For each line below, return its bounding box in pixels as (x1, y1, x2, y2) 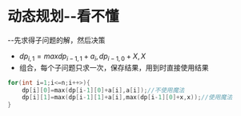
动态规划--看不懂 (7, 7, 119, 26)
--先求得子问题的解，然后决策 (7, 35, 106, 45)
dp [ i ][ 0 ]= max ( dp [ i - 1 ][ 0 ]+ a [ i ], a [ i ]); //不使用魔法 (22, 86, 185, 94)
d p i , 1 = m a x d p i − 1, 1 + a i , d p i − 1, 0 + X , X (18, 51, 146, 62)
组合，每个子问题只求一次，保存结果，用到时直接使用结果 (18, 62, 209, 72)
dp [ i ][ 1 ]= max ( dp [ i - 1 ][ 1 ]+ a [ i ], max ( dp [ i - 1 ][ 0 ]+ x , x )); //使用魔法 (22, 94, 233, 102)
